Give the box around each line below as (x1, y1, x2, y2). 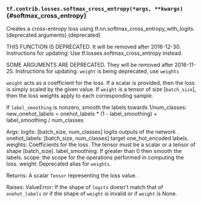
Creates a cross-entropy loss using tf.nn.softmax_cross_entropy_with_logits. (6, 25, 195, 33)
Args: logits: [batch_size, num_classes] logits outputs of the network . (6, 128, 179, 136)
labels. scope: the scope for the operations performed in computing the (6, 154, 184, 161)
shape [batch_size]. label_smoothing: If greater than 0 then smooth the (6, 148, 182, 155)
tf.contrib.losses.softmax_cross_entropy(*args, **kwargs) (6, 5, 183, 12)
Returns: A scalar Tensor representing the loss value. (6, 172, 137, 180)
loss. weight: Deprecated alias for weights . (6, 160, 112, 167)
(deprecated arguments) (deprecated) (6, 31, 101, 39)
